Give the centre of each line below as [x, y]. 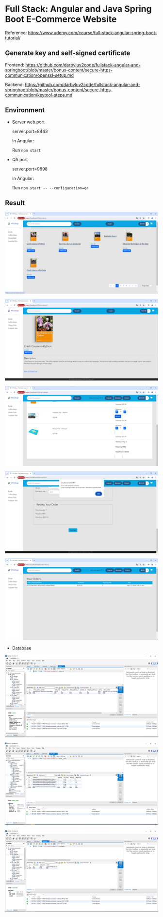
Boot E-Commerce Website [61, 19]
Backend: [15, 84]
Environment [25, 110]
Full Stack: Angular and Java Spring [78, 9]
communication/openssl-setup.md [40, 75]
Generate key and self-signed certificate [68, 53]
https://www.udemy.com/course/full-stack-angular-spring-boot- [92, 33]
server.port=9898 [30, 169]
